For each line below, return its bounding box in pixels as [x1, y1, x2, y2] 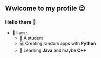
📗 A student [19, 35, 43, 41]
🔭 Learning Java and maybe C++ [19, 47, 86, 53]
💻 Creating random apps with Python [19, 40, 96, 46]
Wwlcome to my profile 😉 [5, 4, 85, 13]
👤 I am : [12, 29, 28, 36]
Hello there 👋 [5, 19, 37, 26]
